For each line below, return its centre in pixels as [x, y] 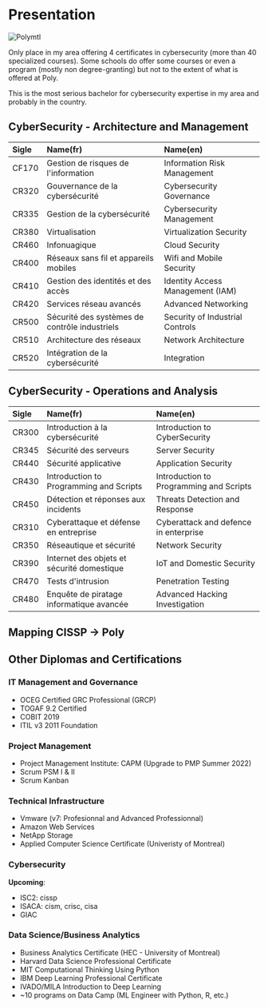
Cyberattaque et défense [94, 522]
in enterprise [180, 532]
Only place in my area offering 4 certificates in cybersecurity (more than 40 [132, 52]
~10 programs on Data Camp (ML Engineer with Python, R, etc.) [124, 995]
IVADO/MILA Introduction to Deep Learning [91, 986]
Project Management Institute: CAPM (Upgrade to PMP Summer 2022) [136, 763]
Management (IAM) [200, 291]
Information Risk [195, 163]
